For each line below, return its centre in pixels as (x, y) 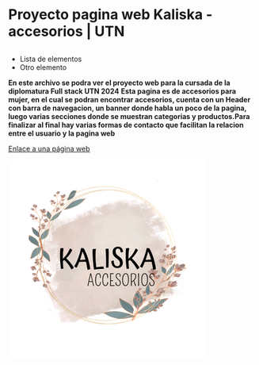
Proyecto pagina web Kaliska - (110, 15)
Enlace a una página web (49, 148)
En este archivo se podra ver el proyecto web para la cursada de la (120, 83)
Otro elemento (43, 67)
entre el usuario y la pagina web (62, 133)
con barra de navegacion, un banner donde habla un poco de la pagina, (128, 108)
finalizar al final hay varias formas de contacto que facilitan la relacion (126, 125)
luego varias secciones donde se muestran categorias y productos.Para (129, 116)
